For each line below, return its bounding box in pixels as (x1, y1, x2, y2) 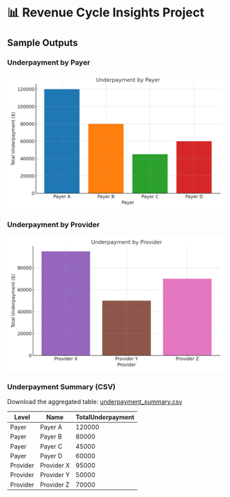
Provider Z (40, 480, 70, 489)
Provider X (40, 461, 70, 469)
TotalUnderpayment (75, 413, 135, 421)
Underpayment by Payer (7, 57, 91, 67)
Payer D (40, 452, 63, 460)
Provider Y (40, 471, 70, 479)
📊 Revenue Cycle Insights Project (7, 5, 205, 21)
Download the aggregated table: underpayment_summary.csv (7, 398, 182, 406)
